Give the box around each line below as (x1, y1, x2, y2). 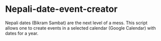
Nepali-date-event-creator (5, 3, 118, 15)
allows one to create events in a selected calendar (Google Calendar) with (5, 25, 156, 31)
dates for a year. (5, 30, 39, 36)
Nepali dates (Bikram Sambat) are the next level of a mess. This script (5, 20, 148, 26)
